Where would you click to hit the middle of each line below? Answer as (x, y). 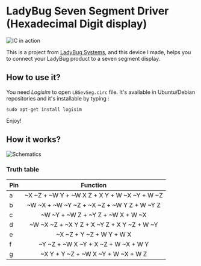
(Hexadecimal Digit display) (77, 24)
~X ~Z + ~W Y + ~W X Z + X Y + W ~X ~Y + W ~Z (94, 195)
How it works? (34, 140)
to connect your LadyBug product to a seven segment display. (83, 58)
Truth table (23, 170)
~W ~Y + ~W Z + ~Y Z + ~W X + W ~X (94, 215)
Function (94, 185)
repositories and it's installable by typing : (58, 98)
